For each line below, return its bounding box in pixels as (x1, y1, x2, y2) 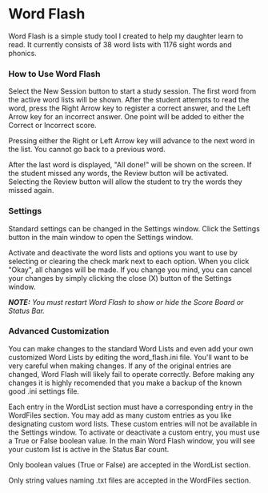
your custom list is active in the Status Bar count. (8, 444, 170, 454)
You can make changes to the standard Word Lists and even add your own (8, 343, 254, 353)
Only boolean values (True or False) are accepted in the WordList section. (8, 459, 251, 469)
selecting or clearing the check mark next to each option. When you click (8, 256, 250, 266)
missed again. (8, 186, 54, 195)
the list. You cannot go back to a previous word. (8, 145, 166, 154)
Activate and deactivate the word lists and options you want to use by (8, 247, 238, 257)
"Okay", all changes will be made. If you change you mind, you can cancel (8, 265, 252, 275)
